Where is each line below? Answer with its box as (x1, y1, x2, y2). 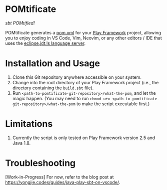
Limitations (5, 118, 53, 130)
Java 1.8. (12, 140, 31, 146)
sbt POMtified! (5, 20, 35, 26)
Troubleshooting (5, 158, 76, 169)
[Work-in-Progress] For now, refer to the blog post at (5, 174, 114, 180)
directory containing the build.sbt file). (12, 85, 94, 91)
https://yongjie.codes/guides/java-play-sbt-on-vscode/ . (5, 179, 120, 185)
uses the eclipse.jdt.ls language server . (5, 40, 86, 46)
